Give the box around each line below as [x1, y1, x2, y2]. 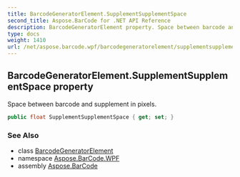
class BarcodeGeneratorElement [17, 146, 114, 155]
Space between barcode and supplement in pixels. [7, 100, 157, 108]
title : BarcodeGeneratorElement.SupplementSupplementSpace [7, 10, 187, 18]
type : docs [7, 30, 40, 38]
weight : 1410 [7, 37, 46, 44]
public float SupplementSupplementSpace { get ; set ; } [7, 113, 174, 121]
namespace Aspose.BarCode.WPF [17, 154, 120, 162]
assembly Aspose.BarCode [17, 161, 98, 170]
